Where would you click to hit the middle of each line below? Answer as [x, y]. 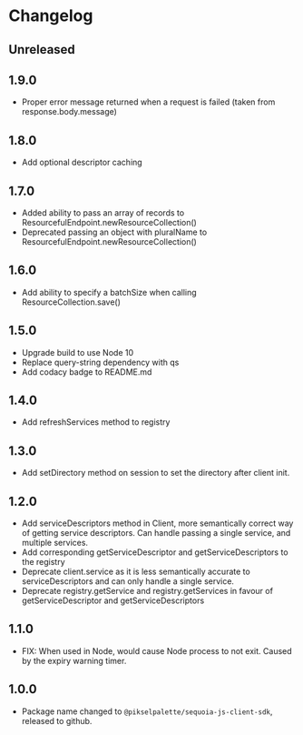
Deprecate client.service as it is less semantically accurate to [136, 572]
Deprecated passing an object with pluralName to [114, 232]
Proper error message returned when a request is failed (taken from [148, 102]
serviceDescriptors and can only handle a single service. [128, 581]
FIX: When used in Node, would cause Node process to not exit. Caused [156, 650]
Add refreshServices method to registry [96, 422]
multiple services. [54, 543]
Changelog [51, 16]
